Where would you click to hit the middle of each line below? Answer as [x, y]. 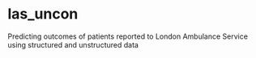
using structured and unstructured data [73, 44]
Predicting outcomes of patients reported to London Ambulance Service [128, 36]
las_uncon [43, 14]
